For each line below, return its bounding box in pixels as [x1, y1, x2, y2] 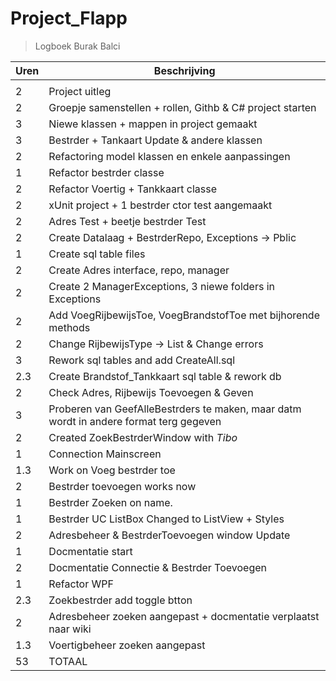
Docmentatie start [48, 544, 133, 558]
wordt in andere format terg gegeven [48, 414, 222, 428]
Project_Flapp [10, 7, 128, 30]
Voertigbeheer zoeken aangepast [48, 638, 206, 652]
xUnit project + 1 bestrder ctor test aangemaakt [48, 198, 273, 212]
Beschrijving [153, 63, 216, 77]
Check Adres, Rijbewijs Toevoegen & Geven [48, 385, 254, 399]
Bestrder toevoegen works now [48, 479, 197, 493]
